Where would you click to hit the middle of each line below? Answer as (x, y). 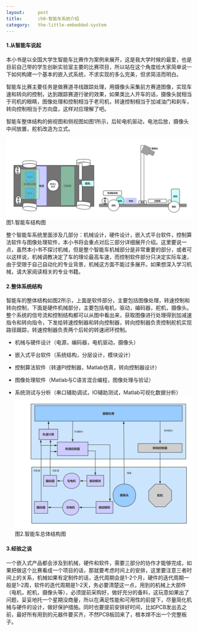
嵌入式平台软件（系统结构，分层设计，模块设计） (74, 355)
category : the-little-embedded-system (57, 25)
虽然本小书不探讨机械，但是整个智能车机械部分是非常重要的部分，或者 (101, 250)
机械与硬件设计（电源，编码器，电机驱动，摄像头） (77, 342)
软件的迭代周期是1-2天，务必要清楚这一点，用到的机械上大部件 (110, 585)
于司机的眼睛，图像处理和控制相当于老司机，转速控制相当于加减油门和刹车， (99, 101)
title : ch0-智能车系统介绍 (43, 19)
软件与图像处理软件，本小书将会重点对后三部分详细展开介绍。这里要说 (96, 242)
